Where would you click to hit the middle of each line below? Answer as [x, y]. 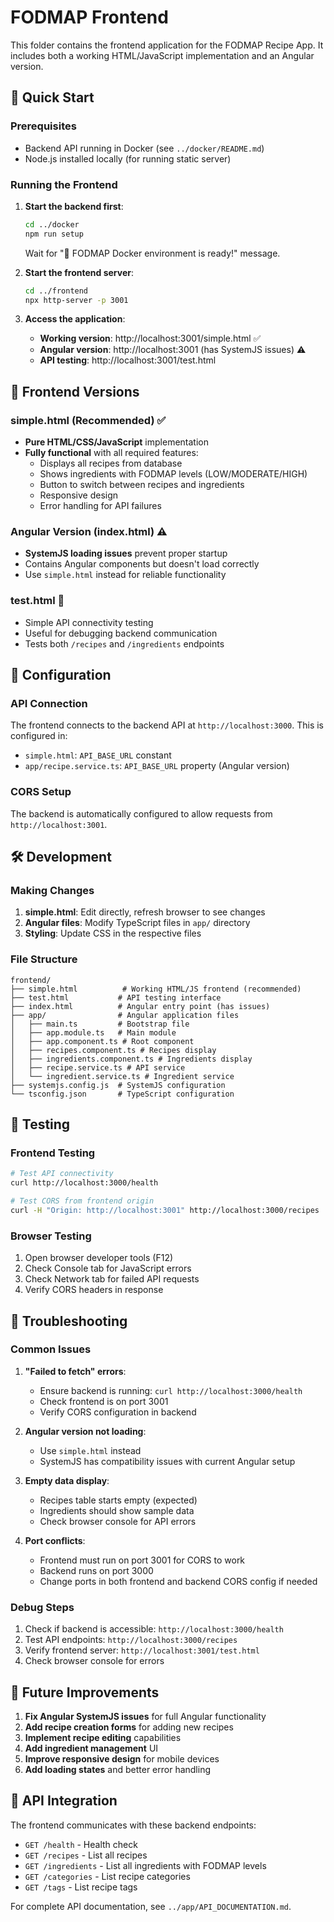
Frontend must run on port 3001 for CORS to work [142, 1560]
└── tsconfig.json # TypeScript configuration [122, 1094]
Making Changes [52, 890]
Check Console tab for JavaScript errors [108, 1268]
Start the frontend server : [79, 272]
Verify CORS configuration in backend [118, 1412]
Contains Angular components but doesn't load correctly [142, 564]
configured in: [39, 736]
